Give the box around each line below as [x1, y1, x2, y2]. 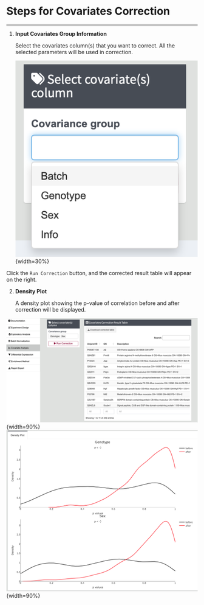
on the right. [6, 276, 37, 283]
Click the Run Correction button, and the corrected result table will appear [6, 269, 192, 276]
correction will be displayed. [15, 306, 86, 313]
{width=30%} [15, 257, 50, 265]
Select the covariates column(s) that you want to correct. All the [15, 41, 175, 49]
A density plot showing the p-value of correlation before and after [15, 299, 180, 307]
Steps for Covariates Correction [6, 4, 171, 18]
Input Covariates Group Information [15, 30, 107, 37]
